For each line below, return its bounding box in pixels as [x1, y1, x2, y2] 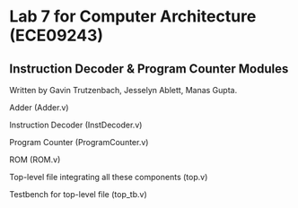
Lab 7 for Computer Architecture [9, 6, 257, 27]
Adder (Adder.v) [9, 102, 69, 113]
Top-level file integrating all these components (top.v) [9, 172, 208, 182]
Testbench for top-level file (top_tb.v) [9, 189, 148, 199]
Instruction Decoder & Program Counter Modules [9, 61, 289, 76]
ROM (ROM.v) [9, 154, 61, 165]
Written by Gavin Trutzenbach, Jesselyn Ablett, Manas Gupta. [9, 85, 238, 95]
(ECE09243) [9, 25, 104, 46]
